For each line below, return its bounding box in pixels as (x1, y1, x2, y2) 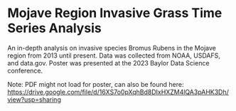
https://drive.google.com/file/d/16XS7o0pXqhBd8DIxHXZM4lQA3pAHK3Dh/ (7, 88, 230, 96)
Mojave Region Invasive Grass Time (7, 5, 222, 21)
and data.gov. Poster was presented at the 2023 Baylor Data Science (7, 58, 210, 67)
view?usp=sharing (7, 95, 62, 104)
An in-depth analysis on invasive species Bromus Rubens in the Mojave (7, 43, 217, 52)
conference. (7, 66, 43, 75)
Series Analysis (7, 20, 102, 36)
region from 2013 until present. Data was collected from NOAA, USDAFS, (7, 51, 220, 60)
